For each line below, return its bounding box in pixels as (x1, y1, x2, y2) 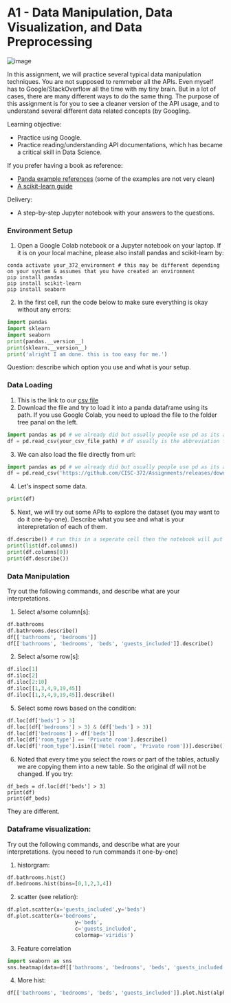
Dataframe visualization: (7, 824, 91, 834)
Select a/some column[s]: (16, 607, 91, 616)
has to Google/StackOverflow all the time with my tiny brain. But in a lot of (7, 85, 217, 93)
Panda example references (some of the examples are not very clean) (16, 174, 215, 183)
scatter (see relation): (16, 893, 78, 901)
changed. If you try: (16, 770, 74, 778)
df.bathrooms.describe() (7, 627, 78, 634)
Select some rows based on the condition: (16, 704, 137, 712)
